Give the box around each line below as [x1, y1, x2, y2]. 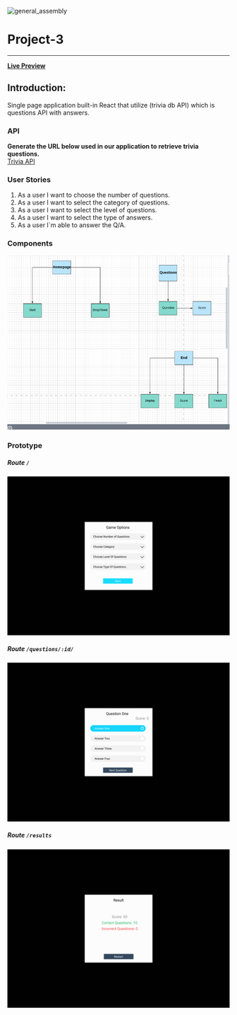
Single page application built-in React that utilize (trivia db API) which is [7, 101, 215, 109]
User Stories [7, 174, 51, 184]
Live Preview [7, 61, 46, 70]
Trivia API [7, 157, 35, 166]
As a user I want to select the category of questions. [17, 198, 170, 207]
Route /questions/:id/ [7, 645, 74, 653]
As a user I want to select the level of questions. [17, 206, 157, 214]
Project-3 [7, 32, 64, 47]
